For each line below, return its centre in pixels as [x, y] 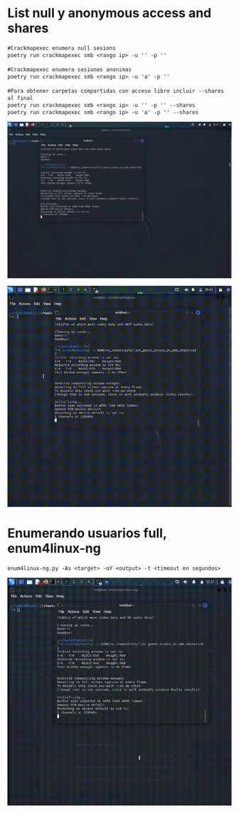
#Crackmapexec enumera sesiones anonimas [70, 69]
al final [20, 98]
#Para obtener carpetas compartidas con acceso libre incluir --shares [116, 91]
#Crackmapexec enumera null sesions [62, 48]
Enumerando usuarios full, [87, 533]
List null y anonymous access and [110, 13]
